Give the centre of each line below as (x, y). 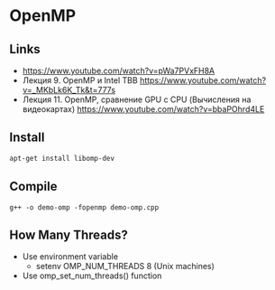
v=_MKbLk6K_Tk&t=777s (69, 90)
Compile (33, 187)
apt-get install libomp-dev (62, 158)
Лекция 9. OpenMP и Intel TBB (80, 80)
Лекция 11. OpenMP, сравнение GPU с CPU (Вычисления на (137, 99)
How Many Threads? (69, 234)
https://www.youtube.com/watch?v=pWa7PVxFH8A (119, 70)
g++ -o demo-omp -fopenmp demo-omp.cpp (84, 207)
